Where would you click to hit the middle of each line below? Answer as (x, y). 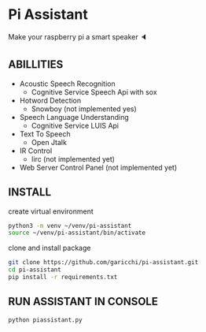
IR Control (36, 151)
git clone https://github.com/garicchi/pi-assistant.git (103, 263)
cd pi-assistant (35, 270)
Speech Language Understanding (74, 117)
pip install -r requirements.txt (63, 278)
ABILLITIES (36, 65)
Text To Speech (45, 134)
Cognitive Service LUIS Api (75, 125)
